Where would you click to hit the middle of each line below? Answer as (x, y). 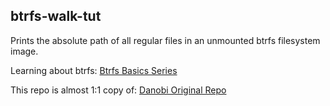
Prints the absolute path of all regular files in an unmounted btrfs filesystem (165, 40)
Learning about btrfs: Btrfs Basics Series (94, 70)
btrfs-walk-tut (56, 16)
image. (24, 51)
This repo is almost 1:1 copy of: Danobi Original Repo (118, 90)
